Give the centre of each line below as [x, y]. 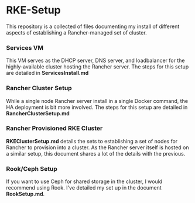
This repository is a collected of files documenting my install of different [93, 26]
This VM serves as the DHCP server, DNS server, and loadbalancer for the [95, 61]
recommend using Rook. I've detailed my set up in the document [84, 188]
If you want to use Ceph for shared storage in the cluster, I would [84, 181]
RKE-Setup [33, 10]
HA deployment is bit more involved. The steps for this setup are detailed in [97, 107]
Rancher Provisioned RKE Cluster [54, 128]
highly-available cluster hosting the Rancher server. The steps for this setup [97, 67]
